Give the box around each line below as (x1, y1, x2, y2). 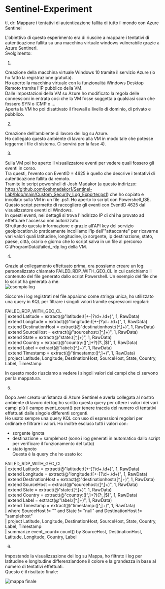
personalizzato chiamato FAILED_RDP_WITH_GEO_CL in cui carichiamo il (5, 268, 152, 274)
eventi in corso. (5, 165, 36, 171)
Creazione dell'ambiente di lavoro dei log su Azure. (5, 130, 109, 136)
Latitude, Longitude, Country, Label (5, 534, 77, 540)
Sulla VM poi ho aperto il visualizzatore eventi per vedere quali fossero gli (5, 160, 154, 166)
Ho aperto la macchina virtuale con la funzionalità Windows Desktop (5, 80, 144, 86)
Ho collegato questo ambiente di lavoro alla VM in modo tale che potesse (5, 136, 154, 141)
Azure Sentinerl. (5, 45, 38, 51)
